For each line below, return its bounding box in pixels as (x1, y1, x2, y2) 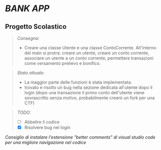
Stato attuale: (17, 70, 45, 76)
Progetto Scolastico (5, 22, 67, 31)
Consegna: (17, 35, 40, 41)
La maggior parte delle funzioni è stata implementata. (24, 79, 132, 85)
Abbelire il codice (24, 119, 60, 125)
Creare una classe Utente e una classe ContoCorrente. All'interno (24, 45, 157, 50)
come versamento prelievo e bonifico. (24, 61, 101, 66)
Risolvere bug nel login (24, 125, 71, 130)
